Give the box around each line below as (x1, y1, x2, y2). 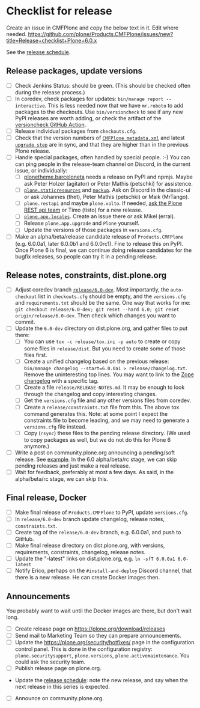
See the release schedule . (6, 48, 71, 55)
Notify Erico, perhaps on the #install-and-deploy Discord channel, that (14, 567, 192, 575)
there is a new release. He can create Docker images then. (14, 574, 160, 581)
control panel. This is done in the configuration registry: (14, 645, 153, 653)
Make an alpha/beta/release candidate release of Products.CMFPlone (14, 233, 184, 240)
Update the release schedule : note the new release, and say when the (14, 677, 188, 684)
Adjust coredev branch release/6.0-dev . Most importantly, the (14, 286, 169, 293)
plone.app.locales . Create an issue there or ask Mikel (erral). (23, 213, 175, 220)
